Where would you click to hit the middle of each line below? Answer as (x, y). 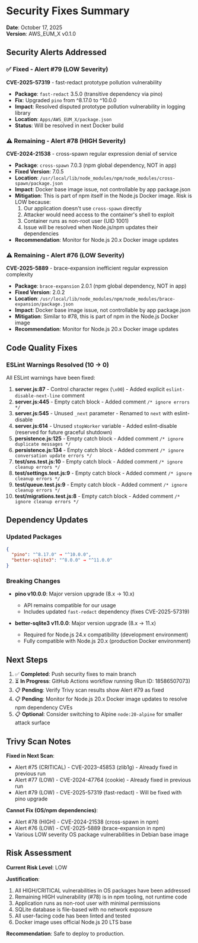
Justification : (23, 879)
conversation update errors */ (53, 456)
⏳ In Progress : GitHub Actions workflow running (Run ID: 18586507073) (103, 681)
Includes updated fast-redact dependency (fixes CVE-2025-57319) (106, 612)
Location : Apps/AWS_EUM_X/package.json (63, 119)
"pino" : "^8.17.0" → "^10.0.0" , (52, 555)
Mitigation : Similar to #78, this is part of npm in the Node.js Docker (97, 317)
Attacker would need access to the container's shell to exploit (99, 215)
